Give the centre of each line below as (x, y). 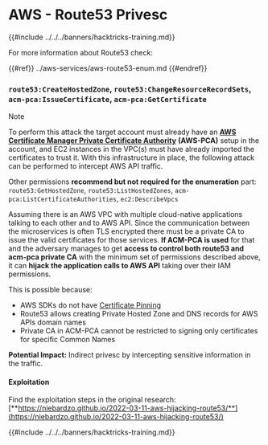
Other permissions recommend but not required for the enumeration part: (132, 182)
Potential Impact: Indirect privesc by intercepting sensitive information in (130, 355)
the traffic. (25, 364)
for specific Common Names (68, 340)
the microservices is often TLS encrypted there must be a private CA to (126, 231)
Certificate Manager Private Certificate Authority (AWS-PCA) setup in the (134, 141)
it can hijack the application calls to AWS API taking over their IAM (120, 266)
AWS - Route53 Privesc (88, 15)
